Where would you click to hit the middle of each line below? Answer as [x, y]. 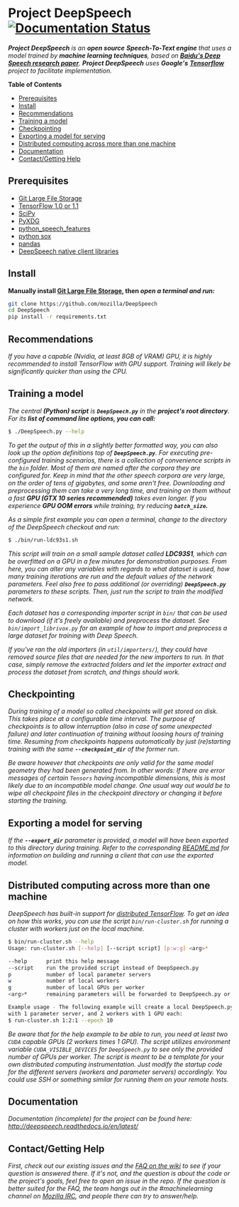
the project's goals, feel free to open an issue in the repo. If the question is [117, 1181]
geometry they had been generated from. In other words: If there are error [117, 771]
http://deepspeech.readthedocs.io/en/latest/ [73, 1127]
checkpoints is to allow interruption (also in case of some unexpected [110, 727]
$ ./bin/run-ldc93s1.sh [43, 540]
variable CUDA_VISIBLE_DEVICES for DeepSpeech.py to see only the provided [115, 1049]
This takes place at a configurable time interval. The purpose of [102, 719]
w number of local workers [64, 981]
